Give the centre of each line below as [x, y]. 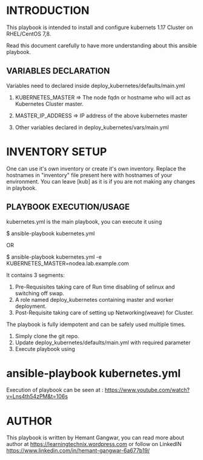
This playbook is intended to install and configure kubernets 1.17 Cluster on [100, 27]
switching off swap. [40, 293]
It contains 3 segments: [35, 275]
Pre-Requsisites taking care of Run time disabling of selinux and [95, 287]
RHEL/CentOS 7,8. [29, 33]
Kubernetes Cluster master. [49, 104]
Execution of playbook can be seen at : [55, 390]
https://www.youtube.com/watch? [147, 390]
